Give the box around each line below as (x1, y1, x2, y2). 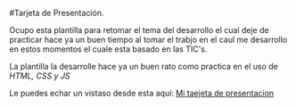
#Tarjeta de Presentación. (9, 8, 104, 18)
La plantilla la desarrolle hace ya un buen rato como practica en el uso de (9, 62, 278, 71)
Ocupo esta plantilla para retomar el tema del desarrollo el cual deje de (9, 25, 269, 35)
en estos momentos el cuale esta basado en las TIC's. (9, 44, 208, 54)
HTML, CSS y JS (9, 70, 70, 81)
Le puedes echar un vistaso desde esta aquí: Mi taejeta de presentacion (9, 88, 275, 98)
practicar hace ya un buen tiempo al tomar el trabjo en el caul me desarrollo (9, 35, 288, 45)
